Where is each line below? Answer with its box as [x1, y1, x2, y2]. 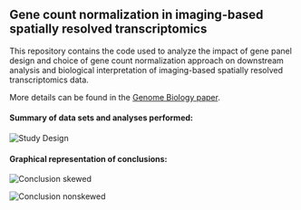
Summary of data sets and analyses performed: [9, 112, 193, 123]
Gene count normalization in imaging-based [9, 7, 264, 23]
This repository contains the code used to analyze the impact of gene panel [9, 45, 293, 56]
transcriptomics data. [9, 74, 89, 85]
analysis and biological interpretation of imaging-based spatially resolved [9, 64, 284, 75]
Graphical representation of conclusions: [9, 153, 168, 164]
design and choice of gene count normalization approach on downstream [9, 54, 284, 66]
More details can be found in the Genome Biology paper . [9, 91, 220, 102]
